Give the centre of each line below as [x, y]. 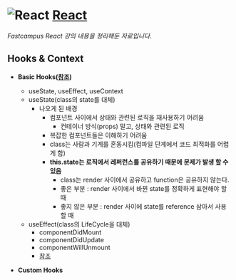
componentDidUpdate [72, 239]
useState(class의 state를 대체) [72, 99]
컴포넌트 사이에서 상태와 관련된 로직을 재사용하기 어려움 [127, 117]
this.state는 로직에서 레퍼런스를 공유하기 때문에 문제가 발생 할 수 [139, 162]
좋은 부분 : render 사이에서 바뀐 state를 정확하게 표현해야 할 [144, 188]
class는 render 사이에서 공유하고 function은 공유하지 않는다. [145, 180]
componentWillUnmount [75, 247]
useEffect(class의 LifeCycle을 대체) [79, 224]
